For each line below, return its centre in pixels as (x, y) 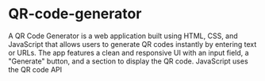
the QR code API (35, 69)
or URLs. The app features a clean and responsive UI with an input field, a (129, 52)
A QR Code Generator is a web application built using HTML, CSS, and (123, 36)
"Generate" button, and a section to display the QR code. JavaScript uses (128, 61)
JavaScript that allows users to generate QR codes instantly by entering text (132, 44)
